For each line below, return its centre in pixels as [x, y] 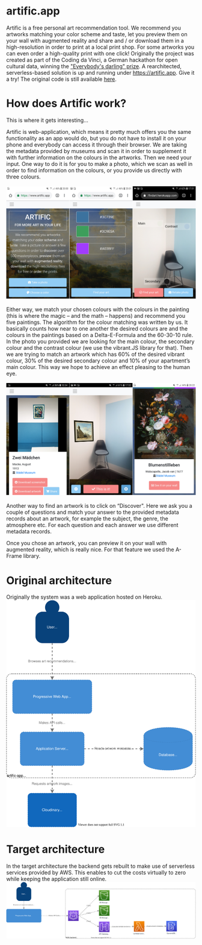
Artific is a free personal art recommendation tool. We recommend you [94, 28]
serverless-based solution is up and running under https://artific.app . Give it [100, 72]
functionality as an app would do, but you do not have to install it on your [96, 138]
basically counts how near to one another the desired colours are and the [97, 328]
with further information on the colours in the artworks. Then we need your [99, 157]
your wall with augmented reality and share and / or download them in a [95, 40]
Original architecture [59, 580]
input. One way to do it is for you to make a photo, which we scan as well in [99, 163]
